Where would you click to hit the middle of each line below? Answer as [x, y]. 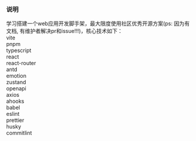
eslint [13, 114]
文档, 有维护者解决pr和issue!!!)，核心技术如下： [65, 31]
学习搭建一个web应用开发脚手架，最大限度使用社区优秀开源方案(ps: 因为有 [98, 24]
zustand [16, 82]
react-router [21, 63]
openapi [16, 88]
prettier [15, 120]
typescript [19, 50]
